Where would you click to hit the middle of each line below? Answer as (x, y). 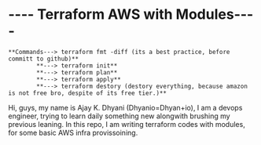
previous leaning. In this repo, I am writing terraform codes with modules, (127, 124)
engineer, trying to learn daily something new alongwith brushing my (119, 116)
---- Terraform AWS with (90, 14)
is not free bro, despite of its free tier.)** (88, 93)
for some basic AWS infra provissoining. (73, 132)
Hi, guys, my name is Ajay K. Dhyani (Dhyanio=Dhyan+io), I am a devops (125, 107)
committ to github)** (44, 59)
